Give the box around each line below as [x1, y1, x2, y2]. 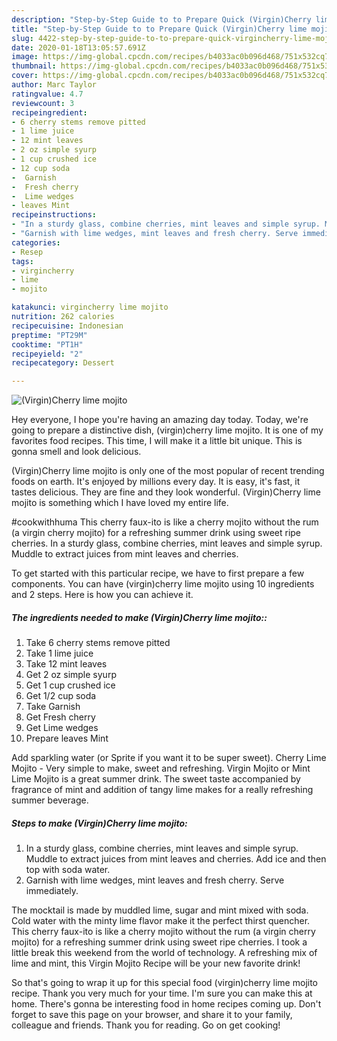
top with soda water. [25, 864, 111, 876]
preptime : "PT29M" [11, 330, 88, 340]
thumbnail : [11, 61, 57, 71]
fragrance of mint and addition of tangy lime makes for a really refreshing [11, 784, 314, 796]
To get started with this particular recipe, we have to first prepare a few [11, 567, 305, 580]
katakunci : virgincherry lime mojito [11, 302, 169, 313]
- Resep [11, 247, 44, 257]
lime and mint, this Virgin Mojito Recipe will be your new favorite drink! [11, 957, 301, 970]
